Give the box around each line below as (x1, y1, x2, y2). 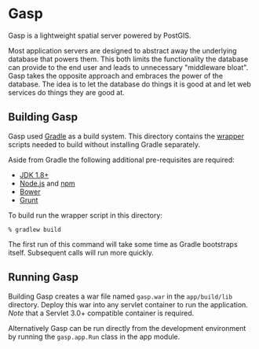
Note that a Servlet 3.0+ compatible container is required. (8, 308, 195, 318)
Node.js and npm (19, 178, 75, 188)
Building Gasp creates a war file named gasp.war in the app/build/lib (8, 292, 233, 301)
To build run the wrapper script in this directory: (8, 210, 163, 220)
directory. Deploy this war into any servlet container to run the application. (8, 299, 249, 309)
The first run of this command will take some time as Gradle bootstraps (8, 239, 238, 248)
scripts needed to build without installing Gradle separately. (8, 139, 200, 149)
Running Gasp (8, 270, 78, 284)
